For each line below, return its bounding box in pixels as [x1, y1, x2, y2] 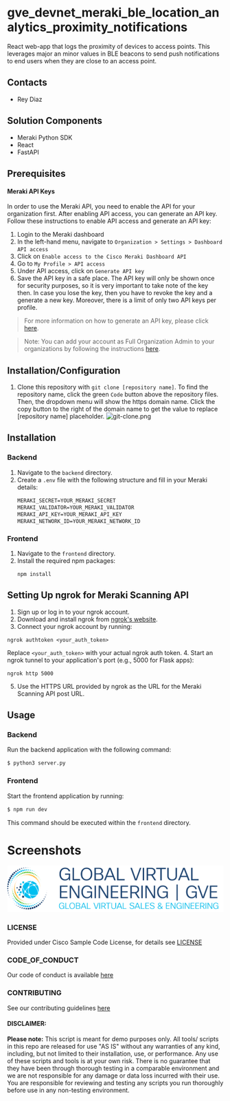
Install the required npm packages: [16, 556, 115, 565]
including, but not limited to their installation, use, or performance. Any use [7, 1049, 218, 1058]
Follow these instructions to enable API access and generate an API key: [7, 217, 211, 225]
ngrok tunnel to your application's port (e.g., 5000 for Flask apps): [7, 656, 194, 664]
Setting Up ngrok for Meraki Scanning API [7, 590, 189, 601]
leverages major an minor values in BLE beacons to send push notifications [7, 50, 220, 58]
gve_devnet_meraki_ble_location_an [7, 5, 220, 21]
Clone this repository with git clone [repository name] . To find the [16, 383, 209, 391]
